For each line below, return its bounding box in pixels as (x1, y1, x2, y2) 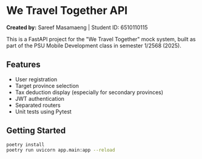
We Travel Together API (6, 4, 128, 18)
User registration (15, 75, 58, 83)
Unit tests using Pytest (15, 107, 72, 115)
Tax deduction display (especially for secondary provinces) (15, 89, 164, 96)
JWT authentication (15, 95, 65, 102)
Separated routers (15, 101, 61, 109)
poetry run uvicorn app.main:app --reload (6, 147, 115, 154)
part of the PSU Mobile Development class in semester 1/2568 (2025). (6, 42, 182, 49)
